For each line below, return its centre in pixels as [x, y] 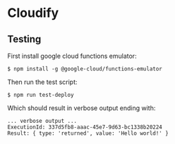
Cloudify [33, 13]
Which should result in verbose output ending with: [82, 108]
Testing [24, 39]
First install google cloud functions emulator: [72, 56]
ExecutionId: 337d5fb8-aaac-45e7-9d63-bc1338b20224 [85, 127]
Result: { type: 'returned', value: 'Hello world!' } [88, 133]
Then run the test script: [42, 82]
